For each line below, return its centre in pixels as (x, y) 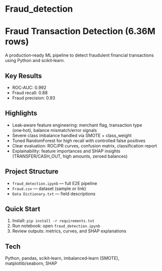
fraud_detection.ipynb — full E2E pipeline (55, 183)
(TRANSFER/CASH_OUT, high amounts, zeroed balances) (70, 156)
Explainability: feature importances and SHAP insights (66, 151)
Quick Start (23, 209)
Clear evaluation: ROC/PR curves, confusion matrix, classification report (84, 146)
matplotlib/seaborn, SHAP (31, 263)
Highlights (21, 113)
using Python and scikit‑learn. (35, 61)
